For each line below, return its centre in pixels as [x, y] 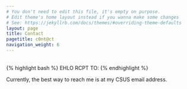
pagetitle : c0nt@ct [30, 39]
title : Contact [25, 34]
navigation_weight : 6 [33, 45]
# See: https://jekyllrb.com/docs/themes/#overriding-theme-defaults [94, 23]
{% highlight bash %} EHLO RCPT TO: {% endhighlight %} [77, 68]
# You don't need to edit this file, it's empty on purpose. [83, 12]
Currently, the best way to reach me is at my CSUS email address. [87, 79]
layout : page [22, 28]
